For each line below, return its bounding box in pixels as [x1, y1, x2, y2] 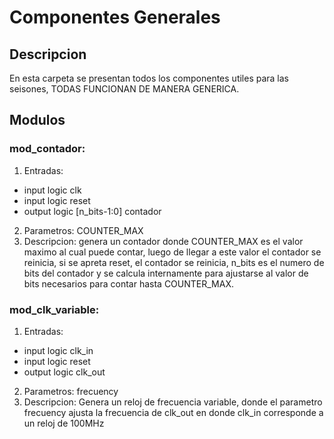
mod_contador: [9, 142, 86, 156]
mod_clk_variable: [9, 302, 100, 316]
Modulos [9, 112, 66, 129]
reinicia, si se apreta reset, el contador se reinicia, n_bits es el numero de [23, 256, 325, 268]
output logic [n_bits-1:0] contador [23, 205, 162, 217]
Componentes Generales [9, 6, 221, 29]
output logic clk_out [23, 366, 106, 378]
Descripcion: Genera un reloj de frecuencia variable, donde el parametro [23, 396, 323, 408]
